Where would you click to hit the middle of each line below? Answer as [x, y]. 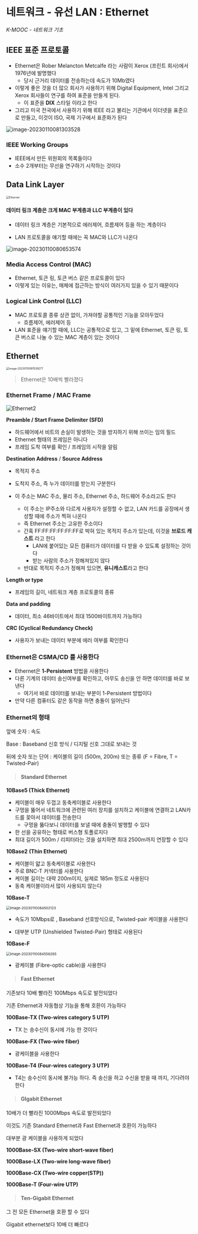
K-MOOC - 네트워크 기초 [35, 30]
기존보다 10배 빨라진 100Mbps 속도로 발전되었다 [62, 993]
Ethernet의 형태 [28, 717]
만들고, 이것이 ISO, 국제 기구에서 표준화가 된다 [74, 117]
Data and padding [28, 604]
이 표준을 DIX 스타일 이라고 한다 [60, 103]
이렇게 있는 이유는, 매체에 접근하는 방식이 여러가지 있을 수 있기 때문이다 [97, 286]
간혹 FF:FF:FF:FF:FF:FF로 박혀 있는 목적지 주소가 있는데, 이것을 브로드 [105, 530]
